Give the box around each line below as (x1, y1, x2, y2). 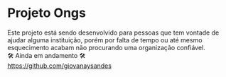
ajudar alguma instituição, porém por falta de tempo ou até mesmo (7, 35, 203, 44)
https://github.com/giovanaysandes (7, 61, 112, 70)
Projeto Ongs (7, 5, 87, 21)
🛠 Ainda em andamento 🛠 (7, 51, 86, 59)
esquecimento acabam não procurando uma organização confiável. (7, 43, 205, 52)
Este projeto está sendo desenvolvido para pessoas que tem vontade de (7, 28, 220, 37)
